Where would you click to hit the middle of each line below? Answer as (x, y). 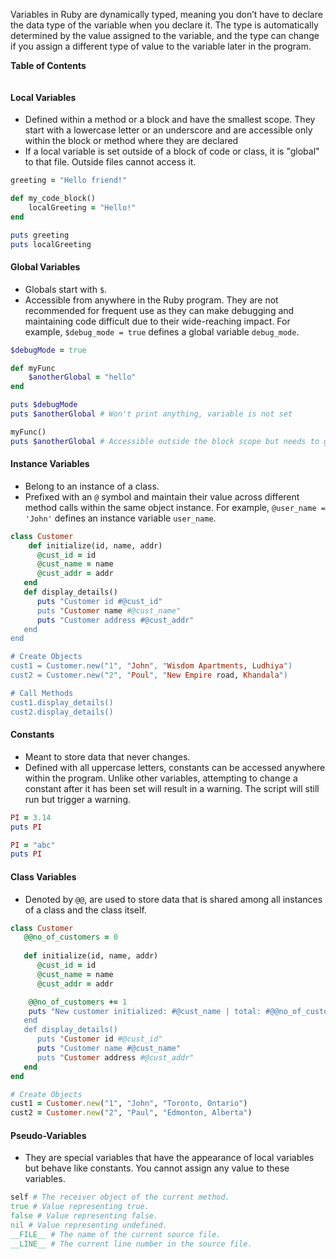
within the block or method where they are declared (131, 141)
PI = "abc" (33, 845)
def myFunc (33, 368)
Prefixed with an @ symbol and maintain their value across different (162, 496)
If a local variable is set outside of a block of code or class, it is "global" (172, 151)
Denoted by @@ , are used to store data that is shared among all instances (173, 899)
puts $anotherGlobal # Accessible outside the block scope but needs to (165, 441)
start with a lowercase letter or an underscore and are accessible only (168, 130)
